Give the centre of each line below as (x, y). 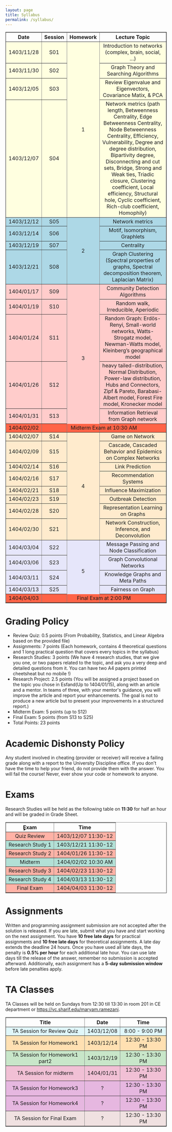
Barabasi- (150, 392)
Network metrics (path (133, 104)
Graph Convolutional (133, 559)
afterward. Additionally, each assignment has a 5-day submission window (84, 964)
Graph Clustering (133, 254)
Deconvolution (133, 536)
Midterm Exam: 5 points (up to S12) (50, 712)
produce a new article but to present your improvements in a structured (88, 701)
